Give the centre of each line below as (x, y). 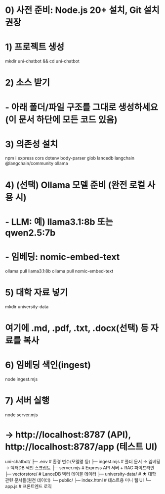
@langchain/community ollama (37, 164)
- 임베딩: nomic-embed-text (62, 257)
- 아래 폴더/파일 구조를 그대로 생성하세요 (82, 107)
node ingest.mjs (21, 379)
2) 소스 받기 (28, 83)
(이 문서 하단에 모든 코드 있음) (61, 120)
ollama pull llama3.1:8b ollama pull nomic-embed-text (59, 271)
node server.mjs (21, 415)
